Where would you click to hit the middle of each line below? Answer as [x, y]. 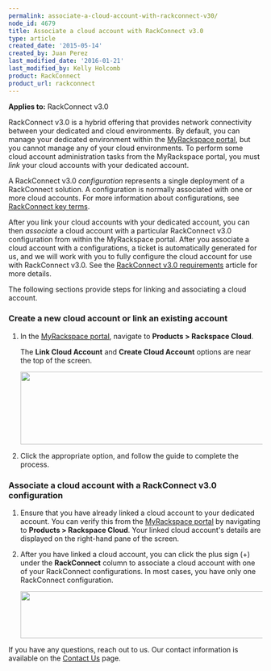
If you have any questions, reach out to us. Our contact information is [123, 650]
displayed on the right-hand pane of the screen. [100, 539]
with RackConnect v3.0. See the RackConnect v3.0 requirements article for [133, 265]
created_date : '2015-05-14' [56, 46]
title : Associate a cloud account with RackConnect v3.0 [106, 31]
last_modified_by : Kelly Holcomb [65, 69]
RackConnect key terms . [49, 206]
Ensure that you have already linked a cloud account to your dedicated [138, 513]
